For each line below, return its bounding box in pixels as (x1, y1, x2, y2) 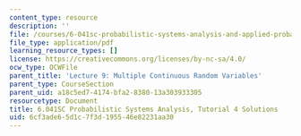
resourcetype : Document (9, 96, 99, 106)
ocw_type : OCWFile (9, 64, 78, 72)
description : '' (9, 21, 70, 30)
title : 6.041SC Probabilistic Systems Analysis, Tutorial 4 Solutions (9, 105, 279, 114)
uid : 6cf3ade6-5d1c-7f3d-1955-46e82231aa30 (9, 113, 175, 122)
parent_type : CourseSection (9, 80, 115, 89)
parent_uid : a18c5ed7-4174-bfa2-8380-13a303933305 (9, 88, 202, 97)
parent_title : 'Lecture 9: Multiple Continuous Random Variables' (9, 72, 262, 81)
